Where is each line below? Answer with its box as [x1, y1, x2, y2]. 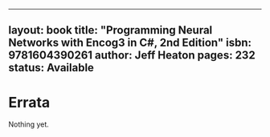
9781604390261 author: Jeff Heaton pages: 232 [8, 49, 256, 62]
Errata [8, 93, 51, 111]
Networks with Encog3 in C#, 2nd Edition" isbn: [8, 36, 252, 50]
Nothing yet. [8, 119, 50, 129]
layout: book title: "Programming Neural [8, 23, 213, 37]
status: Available [8, 61, 95, 75]
